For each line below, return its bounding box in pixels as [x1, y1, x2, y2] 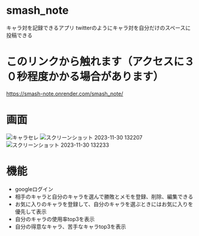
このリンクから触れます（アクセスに [6, 55, 185, 69]
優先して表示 [14, 208, 47, 215]
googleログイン [14, 185, 54, 192]
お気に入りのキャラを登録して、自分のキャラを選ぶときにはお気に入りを [14, 200, 194, 207]
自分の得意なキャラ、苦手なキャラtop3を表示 [14, 223, 126, 230]
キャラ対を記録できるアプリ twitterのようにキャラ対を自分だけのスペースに [6, 24, 191, 31]
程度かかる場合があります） [27, 70, 164, 84]
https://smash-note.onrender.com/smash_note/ [6, 90, 123, 97]
